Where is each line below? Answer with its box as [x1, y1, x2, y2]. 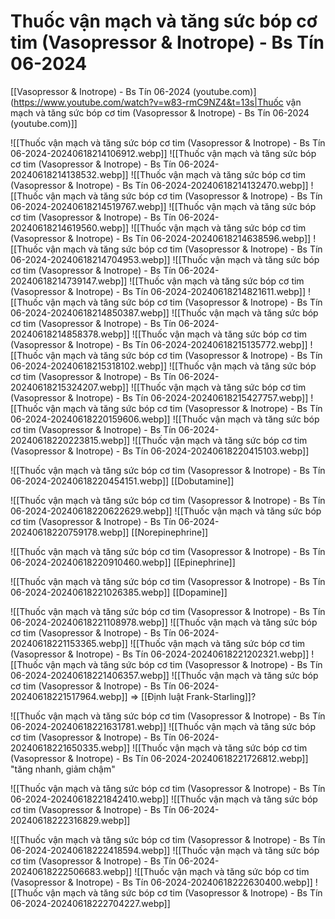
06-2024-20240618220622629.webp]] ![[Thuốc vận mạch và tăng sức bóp [10, 505, 322, 517]
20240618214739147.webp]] [10, 275, 128, 287]
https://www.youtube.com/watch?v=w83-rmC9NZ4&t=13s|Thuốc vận [13, 96, 302, 108]
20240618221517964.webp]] [10, 690, 128, 702]
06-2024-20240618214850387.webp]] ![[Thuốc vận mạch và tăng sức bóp [10, 306, 319, 319]
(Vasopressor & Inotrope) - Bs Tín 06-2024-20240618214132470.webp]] [10, 179, 309, 191]
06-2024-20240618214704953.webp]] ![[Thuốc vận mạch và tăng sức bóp [10, 253, 320, 265]
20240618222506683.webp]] [10, 865, 133, 877]
